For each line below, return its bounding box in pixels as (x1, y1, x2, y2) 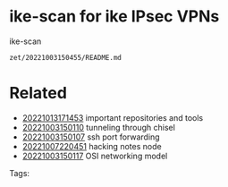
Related (9, 83, 67, 104)
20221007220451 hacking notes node (21, 140, 163, 151)
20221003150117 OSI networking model (21, 150, 168, 161)
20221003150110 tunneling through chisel (21, 122, 176, 132)
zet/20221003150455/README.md (9, 53, 122, 62)
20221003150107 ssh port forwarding (21, 132, 160, 142)
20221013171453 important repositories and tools (21, 112, 204, 123)
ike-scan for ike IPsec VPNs (9, 6, 220, 27)
